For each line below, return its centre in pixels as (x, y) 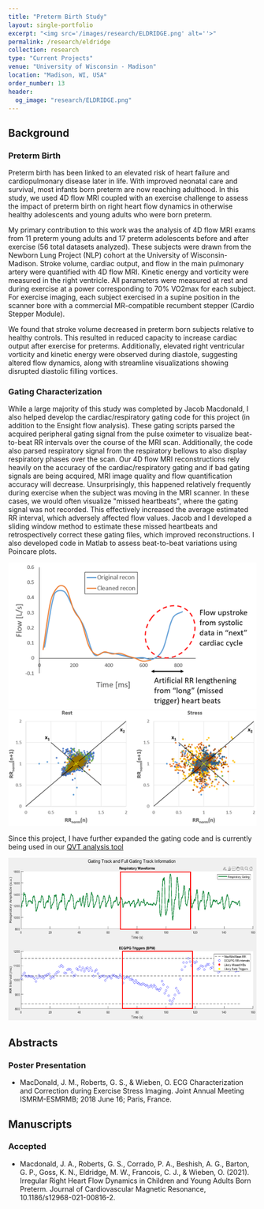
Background (39, 133)
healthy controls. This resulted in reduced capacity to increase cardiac (123, 338)
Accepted (28, 1147)
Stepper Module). (37, 314)
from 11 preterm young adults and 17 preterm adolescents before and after (128, 239)
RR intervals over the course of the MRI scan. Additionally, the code (144, 443)
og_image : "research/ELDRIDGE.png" (74, 100)
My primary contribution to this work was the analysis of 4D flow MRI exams (132, 230)
